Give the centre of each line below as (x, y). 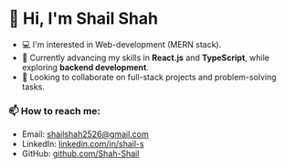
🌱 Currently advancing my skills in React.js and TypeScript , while (146, 58)
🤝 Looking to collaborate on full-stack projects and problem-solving (149, 77)
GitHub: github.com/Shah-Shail (80, 153)
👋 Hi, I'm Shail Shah (84, 19)
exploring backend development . (85, 67)
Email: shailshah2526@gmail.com (85, 134)
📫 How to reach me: (55, 110)
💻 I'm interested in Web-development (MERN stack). (121, 44)
